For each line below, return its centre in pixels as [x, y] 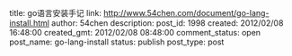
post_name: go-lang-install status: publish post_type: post [117, 42]
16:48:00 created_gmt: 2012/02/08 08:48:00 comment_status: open [135, 32]
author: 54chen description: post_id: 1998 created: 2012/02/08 [167, 23]
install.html [29, 23]
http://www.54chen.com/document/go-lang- [186, 13]
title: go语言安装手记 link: [55, 13]
